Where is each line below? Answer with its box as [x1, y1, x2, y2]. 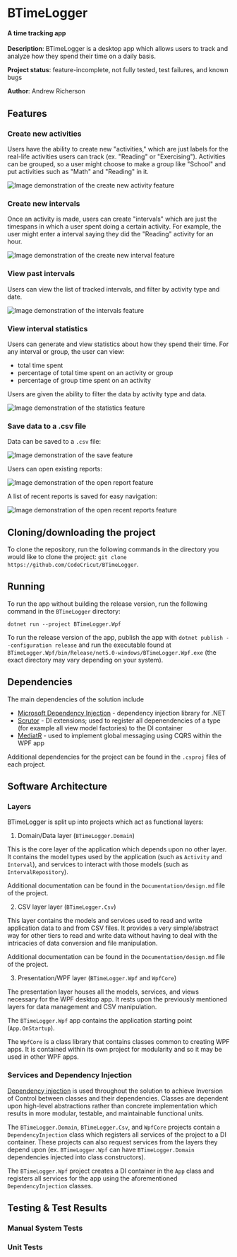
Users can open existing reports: [7, 465, 102, 473]
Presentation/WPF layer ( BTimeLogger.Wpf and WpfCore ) [17, 974, 177, 982]
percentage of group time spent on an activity [17, 376, 152, 384]
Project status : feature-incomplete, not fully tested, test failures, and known [7, 66, 229, 74]
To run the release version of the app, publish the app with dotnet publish [7, 633, 224, 641]
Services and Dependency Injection [7, 1070, 133, 1080]
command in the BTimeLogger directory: [7, 607, 121, 615]
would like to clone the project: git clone [7, 553, 127, 561]
